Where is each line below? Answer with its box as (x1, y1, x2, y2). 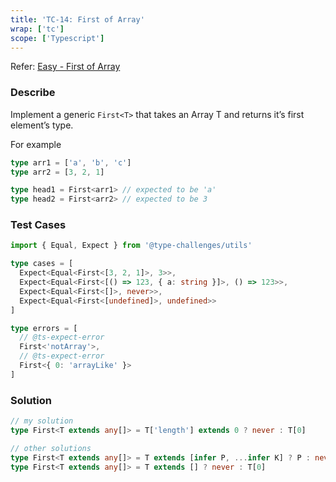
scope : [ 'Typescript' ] (10, 33, 105, 43)
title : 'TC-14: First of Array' (10, 14, 145, 25)
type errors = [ (10, 323, 78, 333)
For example (10, 138, 62, 150)
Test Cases (10, 218, 67, 232)
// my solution (10, 416, 74, 426)
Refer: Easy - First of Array (10, 61, 121, 73)
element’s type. (10, 119, 74, 131)
